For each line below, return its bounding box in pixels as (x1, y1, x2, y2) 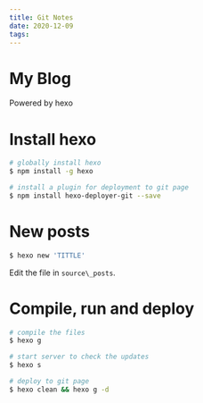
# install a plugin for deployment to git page (9, 183, 190, 192)
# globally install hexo (9, 158, 101, 168)
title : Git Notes (9, 13, 74, 22)
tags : (9, 29, 29, 38)
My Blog (9, 68, 71, 88)
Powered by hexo (9, 97, 74, 108)
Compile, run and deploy (9, 298, 195, 318)
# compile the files (9, 328, 86, 337)
